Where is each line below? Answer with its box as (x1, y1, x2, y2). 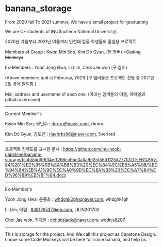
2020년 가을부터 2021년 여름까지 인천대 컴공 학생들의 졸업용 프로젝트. (5, 38, 138, 44)
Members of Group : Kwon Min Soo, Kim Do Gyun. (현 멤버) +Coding (5, 49, 141, 55)
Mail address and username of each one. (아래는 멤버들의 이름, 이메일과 (5, 91, 146, 97)
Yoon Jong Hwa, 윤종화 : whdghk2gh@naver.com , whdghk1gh (5, 196, 129, 202)
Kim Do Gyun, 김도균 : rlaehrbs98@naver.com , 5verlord (5, 131, 115, 137)
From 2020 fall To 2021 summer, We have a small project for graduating (5, 19, 148, 25)
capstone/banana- (5, 152, 42, 157)
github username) (5, 96, 41, 102)
